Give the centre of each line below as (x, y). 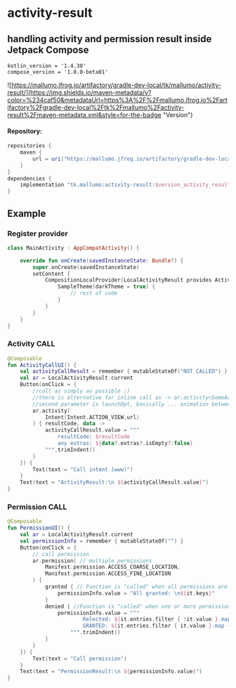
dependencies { (29, 178)
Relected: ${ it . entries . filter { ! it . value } (150, 619)
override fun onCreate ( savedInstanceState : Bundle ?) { (102, 260)
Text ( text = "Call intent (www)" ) (83, 469)
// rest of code (94, 293)
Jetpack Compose (48, 49)
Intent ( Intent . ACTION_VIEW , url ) (92, 417)
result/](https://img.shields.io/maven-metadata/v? (79, 92)
